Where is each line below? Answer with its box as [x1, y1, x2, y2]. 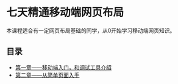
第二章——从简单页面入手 [15, 71, 80, 79]
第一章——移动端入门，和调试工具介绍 [15, 63, 112, 71]
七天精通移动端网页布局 [6, 5, 124, 19]
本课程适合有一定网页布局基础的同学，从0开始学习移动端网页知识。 [6, 27, 176, 34]
